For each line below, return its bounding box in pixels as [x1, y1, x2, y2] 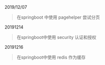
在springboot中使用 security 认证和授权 [16, 34, 97, 40]
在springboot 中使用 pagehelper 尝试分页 [16, 14, 100, 20]
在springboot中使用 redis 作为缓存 [16, 54, 86, 60]
